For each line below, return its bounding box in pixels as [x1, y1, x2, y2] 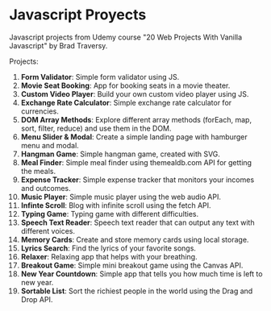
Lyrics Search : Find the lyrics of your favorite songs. [20, 243, 197, 253]
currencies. [20, 106, 60, 116]
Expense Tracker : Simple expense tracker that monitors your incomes [20, 175, 255, 185]
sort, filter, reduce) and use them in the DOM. [20, 123, 172, 133]
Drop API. [20, 294, 53, 304]
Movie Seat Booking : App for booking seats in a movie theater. [20, 81, 231, 90]
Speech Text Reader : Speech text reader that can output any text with [20, 218, 255, 227]
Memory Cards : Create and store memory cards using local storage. [20, 234, 249, 244]
